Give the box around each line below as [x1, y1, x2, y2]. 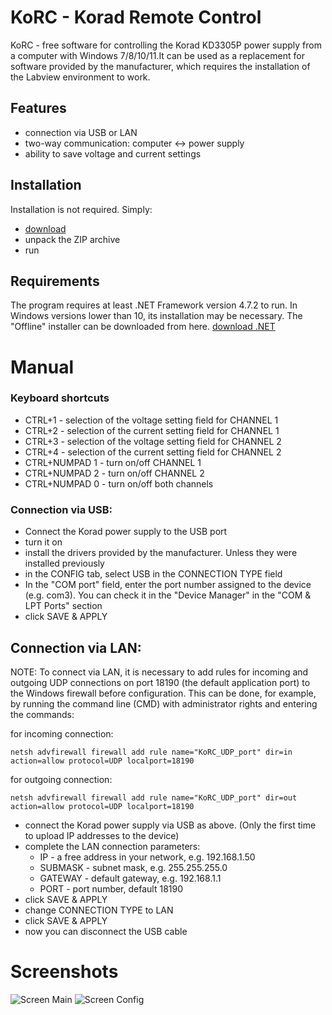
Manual [10, 356, 75, 378]
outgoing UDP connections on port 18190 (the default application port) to [10, 676, 311, 688]
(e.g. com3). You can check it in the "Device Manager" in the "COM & [24, 589, 312, 601]
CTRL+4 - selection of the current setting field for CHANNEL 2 [24, 446, 282, 458]
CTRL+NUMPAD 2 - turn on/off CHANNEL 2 [24, 467, 205, 479]
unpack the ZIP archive [24, 233, 121, 245]
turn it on [24, 536, 63, 548]
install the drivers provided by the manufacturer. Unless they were [24, 547, 298, 559]
